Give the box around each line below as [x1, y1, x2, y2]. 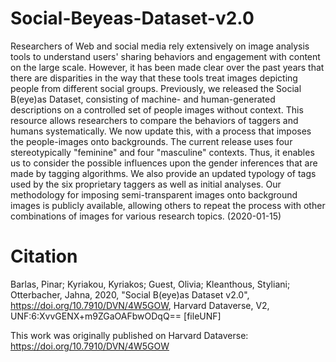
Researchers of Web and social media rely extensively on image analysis [10, 40, 310, 52]
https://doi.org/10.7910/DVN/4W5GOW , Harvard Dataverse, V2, [10, 299, 270, 311]
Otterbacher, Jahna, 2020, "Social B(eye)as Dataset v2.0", [10, 288, 250, 301]
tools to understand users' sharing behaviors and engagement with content [10, 50, 321, 62]
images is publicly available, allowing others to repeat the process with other [10, 199, 326, 211]
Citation [10, 245, 78, 268]
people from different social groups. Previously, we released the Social [10, 82, 302, 94]
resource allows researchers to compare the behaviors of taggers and [10, 114, 299, 126]
